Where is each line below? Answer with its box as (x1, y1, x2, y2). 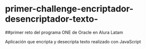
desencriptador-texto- (5, 13, 98, 24)
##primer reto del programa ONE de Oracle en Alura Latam (5, 29, 123, 35)
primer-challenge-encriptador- (5, 3, 134, 14)
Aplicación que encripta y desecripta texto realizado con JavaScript (5, 38, 141, 44)
